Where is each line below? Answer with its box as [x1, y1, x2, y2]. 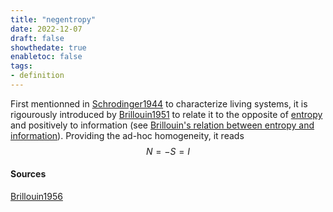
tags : [10, 61, 33, 71]
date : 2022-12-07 [10, 24, 83, 34]
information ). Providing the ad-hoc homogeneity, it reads [10, 129, 245, 141]
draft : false [10, 33, 65, 43]
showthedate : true [10, 42, 87, 53]
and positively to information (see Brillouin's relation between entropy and [10, 119, 315, 131]
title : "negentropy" [10, 14, 97, 25]
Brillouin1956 [10, 191, 63, 203]
